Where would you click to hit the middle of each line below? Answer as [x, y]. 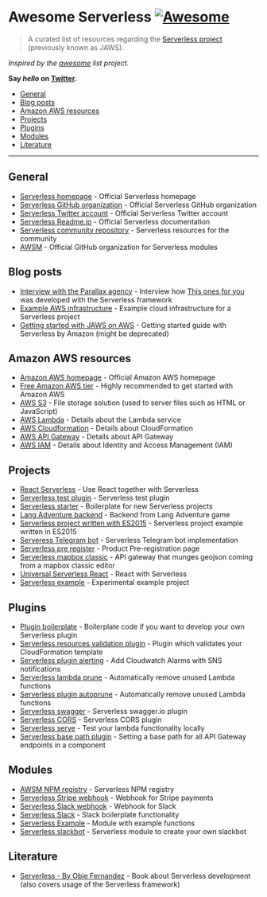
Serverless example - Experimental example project [104, 583]
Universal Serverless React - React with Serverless [103, 574]
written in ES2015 [48, 532]
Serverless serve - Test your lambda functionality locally [112, 728]
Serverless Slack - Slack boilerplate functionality [99, 814]
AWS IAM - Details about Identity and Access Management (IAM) [126, 445]
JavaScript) [39, 411]
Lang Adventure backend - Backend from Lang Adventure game [125, 515]
